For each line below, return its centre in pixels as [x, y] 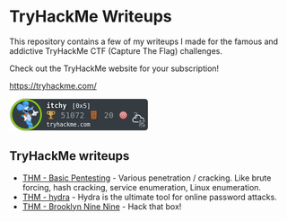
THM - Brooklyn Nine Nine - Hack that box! [102, 206]
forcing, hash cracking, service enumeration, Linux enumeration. [142, 187]
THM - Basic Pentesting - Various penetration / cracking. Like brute [147, 178]
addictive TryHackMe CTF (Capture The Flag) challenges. [116, 50]
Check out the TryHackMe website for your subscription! [114, 68]
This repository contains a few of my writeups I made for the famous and [144, 41]
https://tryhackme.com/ [53, 85]
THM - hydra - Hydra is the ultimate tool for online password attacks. [150, 197]
